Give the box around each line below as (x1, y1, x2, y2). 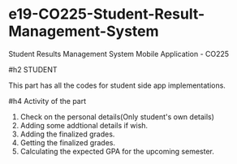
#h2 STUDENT (8, 64, 58, 74)
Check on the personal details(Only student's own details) (19, 111, 215, 122)
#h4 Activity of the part (8, 96, 87, 106)
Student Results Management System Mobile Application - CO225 (8, 49, 230, 58)
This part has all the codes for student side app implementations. (8, 80, 226, 90)
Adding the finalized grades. (19, 129, 115, 139)
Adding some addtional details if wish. (19, 120, 149, 130)
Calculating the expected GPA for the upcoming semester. (19, 146, 215, 156)
